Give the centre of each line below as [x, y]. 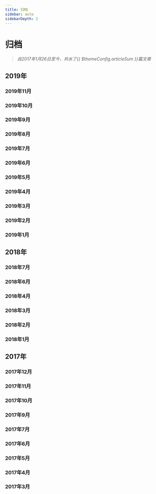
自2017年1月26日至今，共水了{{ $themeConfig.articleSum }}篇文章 [84, 59]
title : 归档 [16, 10]
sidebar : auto [20, 14]
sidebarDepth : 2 [22, 19]
